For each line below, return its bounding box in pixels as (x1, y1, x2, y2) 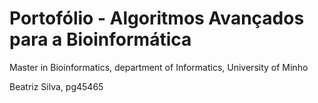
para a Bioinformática (9, 28, 192, 51)
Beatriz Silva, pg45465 (9, 80, 104, 92)
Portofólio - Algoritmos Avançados (9, 7, 305, 30)
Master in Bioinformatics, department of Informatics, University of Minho (9, 61, 309, 73)
